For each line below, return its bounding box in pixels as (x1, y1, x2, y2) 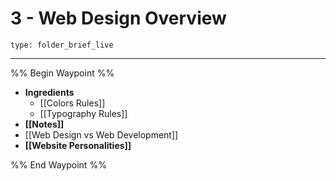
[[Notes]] (24, 118, 65, 130)
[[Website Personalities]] (24, 139, 132, 151)
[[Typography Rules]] (39, 107, 128, 119)
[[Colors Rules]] (39, 97, 106, 109)
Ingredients (24, 86, 75, 98)
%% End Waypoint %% (10, 158, 107, 171)
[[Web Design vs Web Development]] (24, 128, 179, 141)
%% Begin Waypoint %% (10, 67, 115, 79)
